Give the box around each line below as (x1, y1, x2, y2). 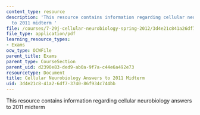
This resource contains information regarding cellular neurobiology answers (6, 97, 192, 104)
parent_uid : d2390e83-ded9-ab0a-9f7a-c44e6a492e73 (6, 64, 135, 70)
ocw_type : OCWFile (6, 48, 52, 54)
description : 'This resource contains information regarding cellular (6, 14, 185, 20)
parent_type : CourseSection (6, 58, 76, 64)
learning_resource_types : (6, 36, 70, 42)
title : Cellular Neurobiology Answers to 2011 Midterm (6, 75, 145, 81)
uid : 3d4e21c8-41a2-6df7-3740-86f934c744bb (6, 81, 116, 87)
